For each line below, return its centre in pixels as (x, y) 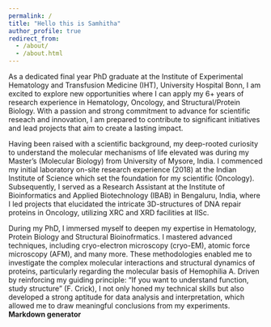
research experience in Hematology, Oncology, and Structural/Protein (125, 102)
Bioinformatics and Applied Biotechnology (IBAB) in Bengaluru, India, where (134, 195)
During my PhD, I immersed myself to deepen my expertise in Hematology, (133, 228)
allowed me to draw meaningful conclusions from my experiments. (119, 306)
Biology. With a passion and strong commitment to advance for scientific (129, 111)
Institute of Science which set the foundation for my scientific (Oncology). (131, 178)
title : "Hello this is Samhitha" (65, 23)
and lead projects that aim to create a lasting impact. (96, 128)
